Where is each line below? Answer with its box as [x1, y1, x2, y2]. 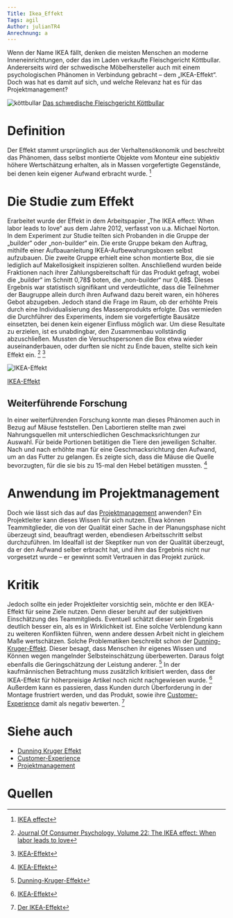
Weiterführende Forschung [7, 397, 128, 409]
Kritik [7, 577, 40, 593]
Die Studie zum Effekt [7, 194, 135, 210]
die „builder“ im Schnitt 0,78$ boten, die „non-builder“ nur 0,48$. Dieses [7, 275, 214, 284]
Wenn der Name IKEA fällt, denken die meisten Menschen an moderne [7, 49, 209, 57]
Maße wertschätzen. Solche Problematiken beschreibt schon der [7, 636, 193, 645]
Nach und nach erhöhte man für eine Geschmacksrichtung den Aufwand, [7, 445, 217, 454]
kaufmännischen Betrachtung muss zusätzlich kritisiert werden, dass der [7, 668, 216, 676]
